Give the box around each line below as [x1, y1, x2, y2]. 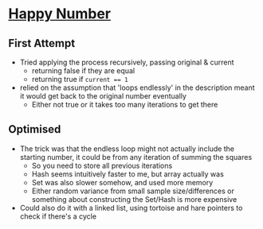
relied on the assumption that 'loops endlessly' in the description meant [19, 83, 255, 92]
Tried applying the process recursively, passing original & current [19, 57, 234, 67]
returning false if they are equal [31, 66, 135, 76]
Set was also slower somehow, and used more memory [31, 177, 214, 187]
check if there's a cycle [19, 212, 97, 221]
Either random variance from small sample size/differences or [31, 186, 235, 196]
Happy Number [8, 5, 112, 23]
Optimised [8, 122, 61, 136]
